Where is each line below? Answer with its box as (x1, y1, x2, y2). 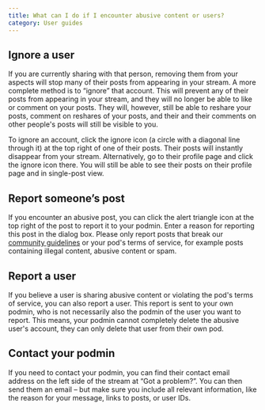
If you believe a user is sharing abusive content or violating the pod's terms (8, 290, 254, 299)
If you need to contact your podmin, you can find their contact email (8, 367, 230, 377)
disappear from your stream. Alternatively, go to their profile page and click (8, 152, 254, 161)
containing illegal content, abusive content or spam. (8, 246, 177, 256)
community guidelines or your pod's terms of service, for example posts (8, 238, 244, 248)
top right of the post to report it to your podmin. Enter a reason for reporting (8, 221, 255, 230)
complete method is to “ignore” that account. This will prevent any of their (8, 86, 249, 96)
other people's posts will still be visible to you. (8, 120, 158, 129)
